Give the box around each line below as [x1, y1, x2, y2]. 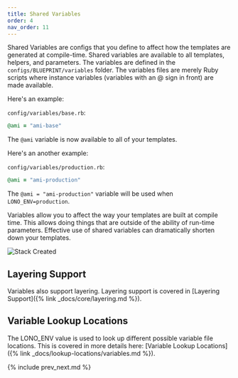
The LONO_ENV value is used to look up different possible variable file [7, 334, 213, 342]
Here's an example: [7, 95, 64, 103]
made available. [7, 81, 53, 90]
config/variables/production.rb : [7, 163, 105, 172]
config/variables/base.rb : [7, 108, 86, 117]
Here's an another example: [7, 149, 89, 157]
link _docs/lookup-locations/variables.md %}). [20, 349, 156, 357]
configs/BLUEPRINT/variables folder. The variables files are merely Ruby [7, 65, 219, 75]
